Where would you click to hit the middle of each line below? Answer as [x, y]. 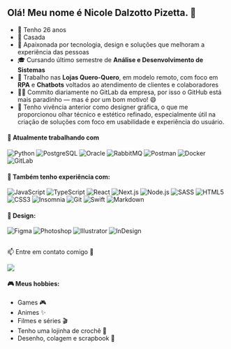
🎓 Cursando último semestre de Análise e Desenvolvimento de [110, 59]
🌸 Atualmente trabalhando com [53, 138]
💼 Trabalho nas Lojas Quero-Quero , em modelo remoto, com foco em [118, 77]
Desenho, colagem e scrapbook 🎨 [66, 339]
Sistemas [31, 70]
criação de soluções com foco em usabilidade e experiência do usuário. [121, 121]
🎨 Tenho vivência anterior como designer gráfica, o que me [103, 107]
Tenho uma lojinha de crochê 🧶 [62, 331]
